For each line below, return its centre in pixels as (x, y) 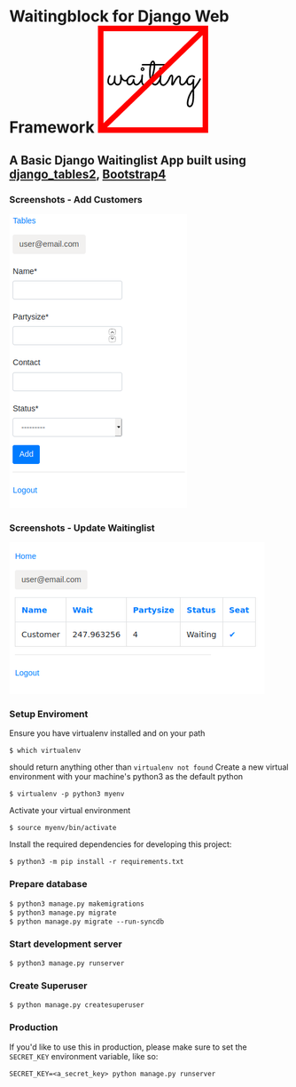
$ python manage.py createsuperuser (77, 1005)
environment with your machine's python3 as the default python (126, 777)
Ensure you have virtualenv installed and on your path (107, 733)
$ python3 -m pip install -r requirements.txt (97, 862)
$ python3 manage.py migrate (63, 913)
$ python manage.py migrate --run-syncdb (87, 922)
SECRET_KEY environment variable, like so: (84, 1056)
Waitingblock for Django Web (119, 16)
